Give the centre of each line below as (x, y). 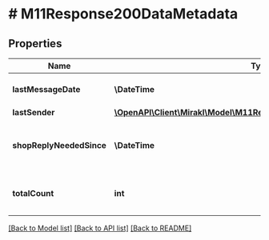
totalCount (33, 193)
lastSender (34, 112)
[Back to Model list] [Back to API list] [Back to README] (100, 228)
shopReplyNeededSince (59, 145)
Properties (35, 44)
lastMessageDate (46, 89)
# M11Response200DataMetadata (123, 14)
